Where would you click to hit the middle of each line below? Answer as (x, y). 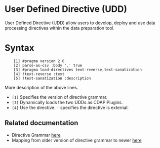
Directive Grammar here (36, 135)
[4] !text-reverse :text (39, 74)
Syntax (20, 48)
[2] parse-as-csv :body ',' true (48, 65)
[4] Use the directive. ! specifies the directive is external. (70, 108)
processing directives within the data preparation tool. (60, 28)
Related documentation (41, 123)
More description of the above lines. (41, 87)
